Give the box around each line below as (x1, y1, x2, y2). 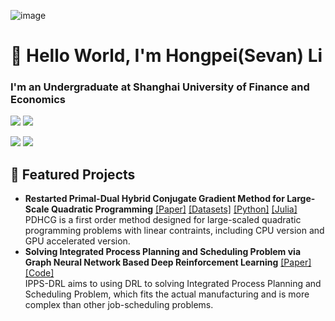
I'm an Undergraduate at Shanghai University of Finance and (10, 80, 310, 94)
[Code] (24, 267, 55, 279)
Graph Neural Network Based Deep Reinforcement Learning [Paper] (24, 256, 312, 269)
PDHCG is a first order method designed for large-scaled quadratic (24, 214, 302, 226)
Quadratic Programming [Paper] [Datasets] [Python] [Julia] (50, 203, 298, 215)
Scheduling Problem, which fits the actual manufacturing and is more (24, 288, 310, 300)
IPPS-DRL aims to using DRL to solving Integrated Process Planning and (24, 278, 322, 290)
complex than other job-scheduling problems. (24, 299, 214, 311)
